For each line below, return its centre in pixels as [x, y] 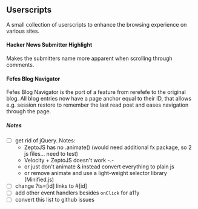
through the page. [29, 111]
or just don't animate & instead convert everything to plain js [99, 167]
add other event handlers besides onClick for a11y [77, 193]
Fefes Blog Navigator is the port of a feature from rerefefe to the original [96, 92]
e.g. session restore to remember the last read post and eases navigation [97, 105]
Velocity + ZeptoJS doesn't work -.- [69, 161]
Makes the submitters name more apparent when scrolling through [89, 58]
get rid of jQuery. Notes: [45, 141]
